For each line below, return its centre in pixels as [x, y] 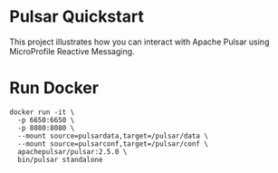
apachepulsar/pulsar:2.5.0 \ [72, 151]
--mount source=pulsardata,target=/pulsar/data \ [113, 136]
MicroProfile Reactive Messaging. [72, 51]
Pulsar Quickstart [77, 17]
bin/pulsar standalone [60, 159]
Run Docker [54, 88]
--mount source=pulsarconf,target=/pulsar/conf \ [113, 144]
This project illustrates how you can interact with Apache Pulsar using [139, 42]
